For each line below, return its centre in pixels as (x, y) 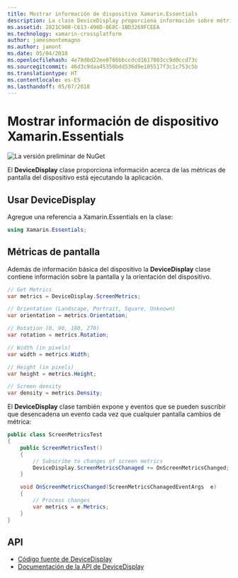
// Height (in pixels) (41, 367)
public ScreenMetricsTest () (61, 448)
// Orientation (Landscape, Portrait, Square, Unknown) (91, 309)
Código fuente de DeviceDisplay (65, 559)
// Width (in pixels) (39, 348)
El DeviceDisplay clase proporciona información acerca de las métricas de (117, 170)
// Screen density (34, 387)
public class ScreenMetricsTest (55, 435)
